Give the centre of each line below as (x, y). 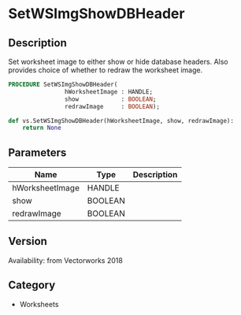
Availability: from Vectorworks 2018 (66, 260)
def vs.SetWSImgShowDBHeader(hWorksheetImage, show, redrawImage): (121, 120)
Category (32, 285)
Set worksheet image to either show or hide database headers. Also (118, 61)
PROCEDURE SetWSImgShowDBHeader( (63, 84)
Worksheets (39, 304)
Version (28, 241)
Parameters (37, 152)
